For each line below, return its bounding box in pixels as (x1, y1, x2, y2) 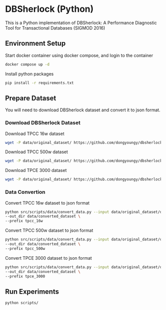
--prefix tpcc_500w (5, 246, 45, 251)
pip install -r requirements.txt (5, 80, 74, 85)
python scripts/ (5, 301, 39, 306)
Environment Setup (5, 39, 66, 48)
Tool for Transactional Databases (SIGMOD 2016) (5, 25, 105, 31)
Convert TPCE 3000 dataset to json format (5, 255, 92, 261)
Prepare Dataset (5, 94, 56, 102)
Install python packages (5, 70, 54, 77)
